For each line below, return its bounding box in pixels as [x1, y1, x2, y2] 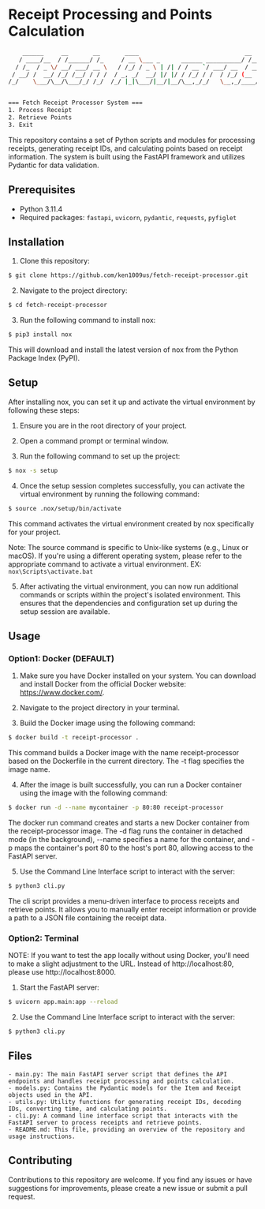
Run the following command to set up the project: [19, 451, 181, 461]
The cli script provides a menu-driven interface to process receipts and [8, 896, 240, 905]
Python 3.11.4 [19, 204, 63, 214]
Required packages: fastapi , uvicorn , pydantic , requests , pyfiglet [19, 212, 237, 222]
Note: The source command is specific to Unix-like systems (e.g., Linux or [8, 542, 248, 552]
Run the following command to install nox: [19, 316, 156, 325]
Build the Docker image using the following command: [19, 718, 196, 728]
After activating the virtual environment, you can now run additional [19, 582, 239, 591]
